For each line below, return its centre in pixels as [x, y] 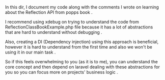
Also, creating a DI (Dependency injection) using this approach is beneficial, [82, 42]
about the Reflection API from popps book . [49, 12]
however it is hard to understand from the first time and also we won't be [79, 47]
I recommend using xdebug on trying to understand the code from [72, 22]
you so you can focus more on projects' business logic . [62, 72]
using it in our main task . [30, 52]
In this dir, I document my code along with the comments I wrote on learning [82, 7]
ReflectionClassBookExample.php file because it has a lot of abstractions [79, 27]
